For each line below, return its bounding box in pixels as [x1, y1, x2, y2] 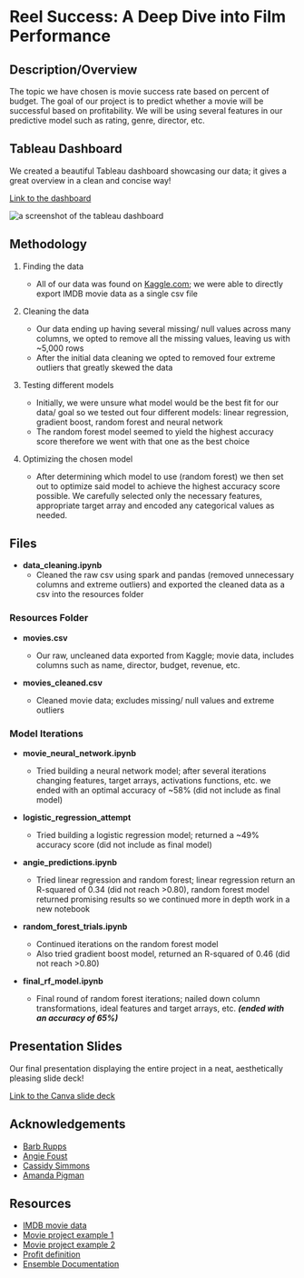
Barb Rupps [22, 1141, 67, 1152]
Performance [9, 25, 112, 46]
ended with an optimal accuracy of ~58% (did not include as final [35, 784, 281, 796]
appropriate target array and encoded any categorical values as [35, 500, 275, 511]
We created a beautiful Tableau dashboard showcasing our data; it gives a [9, 165, 288, 176]
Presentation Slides [9, 1039, 123, 1054]
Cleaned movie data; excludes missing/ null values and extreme [35, 694, 275, 705]
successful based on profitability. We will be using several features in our [9, 105, 283, 115]
